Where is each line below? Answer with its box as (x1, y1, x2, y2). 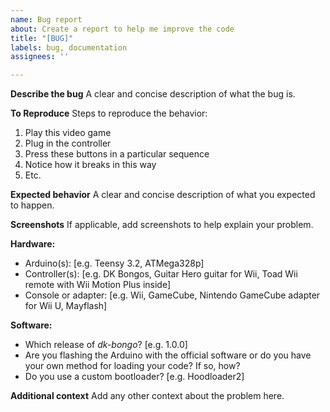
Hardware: (10, 238, 56, 250)
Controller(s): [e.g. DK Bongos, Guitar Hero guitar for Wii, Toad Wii (24, 268, 298, 280)
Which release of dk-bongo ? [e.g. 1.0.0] (24, 339, 188, 351)
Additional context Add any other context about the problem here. (10, 390, 285, 402)
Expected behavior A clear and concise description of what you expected (10, 189, 316, 201)
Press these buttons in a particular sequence (24, 148, 210, 160)
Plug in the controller (24, 137, 112, 150)
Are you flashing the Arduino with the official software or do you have (24, 349, 312, 361)
